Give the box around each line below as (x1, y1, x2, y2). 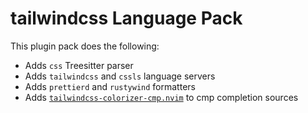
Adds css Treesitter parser (24, 59, 134, 71)
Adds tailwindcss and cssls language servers (24, 70, 216, 82)
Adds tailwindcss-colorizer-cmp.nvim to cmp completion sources (24, 91, 299, 103)
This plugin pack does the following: (10, 40, 160, 52)
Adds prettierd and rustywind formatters (24, 80, 196, 92)
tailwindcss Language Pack (10, 7, 243, 30)
